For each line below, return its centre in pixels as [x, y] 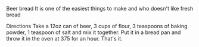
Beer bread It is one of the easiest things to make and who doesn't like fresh [100, 9]
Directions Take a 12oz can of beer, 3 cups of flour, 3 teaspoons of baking [97, 26]
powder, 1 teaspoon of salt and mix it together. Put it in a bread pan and [94, 32]
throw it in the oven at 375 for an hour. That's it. [65, 38]
